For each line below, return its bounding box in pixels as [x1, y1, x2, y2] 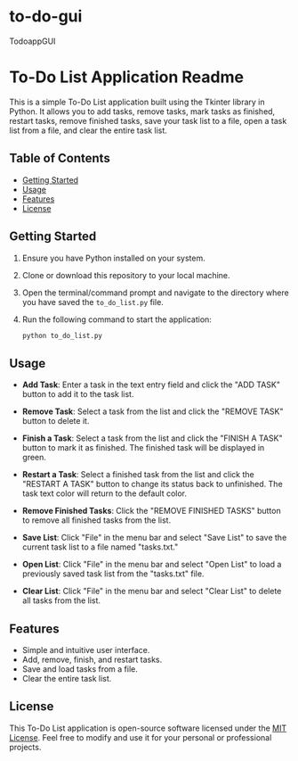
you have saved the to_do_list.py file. [21, 296, 165, 307]
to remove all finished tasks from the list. [21, 515, 172, 525]
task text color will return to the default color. [21, 488, 188, 499]
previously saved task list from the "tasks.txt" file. [21, 568, 205, 579]
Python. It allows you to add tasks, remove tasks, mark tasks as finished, [9, 105, 276, 117]
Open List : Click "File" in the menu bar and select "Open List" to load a [21, 559, 282, 570]
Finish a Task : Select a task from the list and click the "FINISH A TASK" [21, 433, 283, 443]
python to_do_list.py [21, 331, 102, 340]
